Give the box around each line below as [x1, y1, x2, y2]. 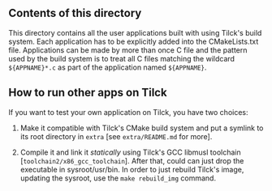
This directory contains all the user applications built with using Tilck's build [8, 28, 262, 37]
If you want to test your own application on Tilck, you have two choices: [8, 107, 248, 117]
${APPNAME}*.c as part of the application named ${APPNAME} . [8, 62, 207, 72]
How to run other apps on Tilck [8, 86, 168, 100]
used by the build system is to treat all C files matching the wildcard [8, 53, 235, 63]
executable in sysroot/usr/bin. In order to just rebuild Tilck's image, [19, 164, 244, 174]
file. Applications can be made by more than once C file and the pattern [8, 45, 248, 55]
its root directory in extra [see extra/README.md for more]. [19, 131, 213, 141]
